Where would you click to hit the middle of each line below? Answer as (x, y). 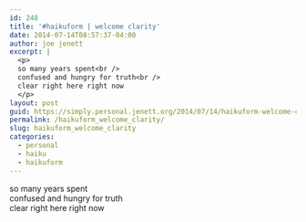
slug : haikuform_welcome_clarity (73, 129)
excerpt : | (30, 52)
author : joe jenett (46, 43)
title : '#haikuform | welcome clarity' (85, 26)
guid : (20, 111)
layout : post (34, 103)
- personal (38, 145)
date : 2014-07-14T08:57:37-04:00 (73, 35)
